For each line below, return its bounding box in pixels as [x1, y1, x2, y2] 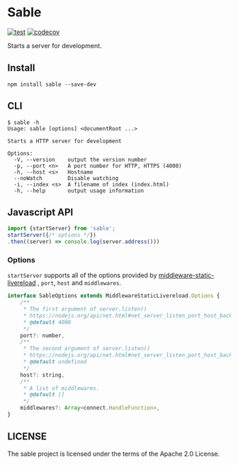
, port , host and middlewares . [38, 279, 122, 287]
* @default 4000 [23, 318, 72, 326]
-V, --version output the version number [13, 156, 147, 163]
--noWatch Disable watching [13, 174, 119, 181]
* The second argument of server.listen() [23, 345, 151, 352]
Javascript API [7, 206, 74, 218]
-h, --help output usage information [13, 187, 144, 194]
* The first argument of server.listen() [23, 306, 147, 313]
